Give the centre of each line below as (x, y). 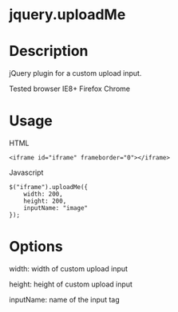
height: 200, (45, 201)
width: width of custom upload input (69, 269)
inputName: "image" (56, 208)
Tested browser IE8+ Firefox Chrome (70, 89)
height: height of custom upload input (71, 284)
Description (49, 51)
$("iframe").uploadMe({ (49, 188)
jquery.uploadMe (67, 15)
